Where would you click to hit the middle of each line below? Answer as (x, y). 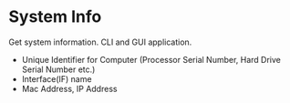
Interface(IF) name (57, 78)
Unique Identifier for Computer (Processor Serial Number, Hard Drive (151, 59)
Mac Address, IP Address (69, 88)
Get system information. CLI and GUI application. (100, 42)
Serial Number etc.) (58, 69)
